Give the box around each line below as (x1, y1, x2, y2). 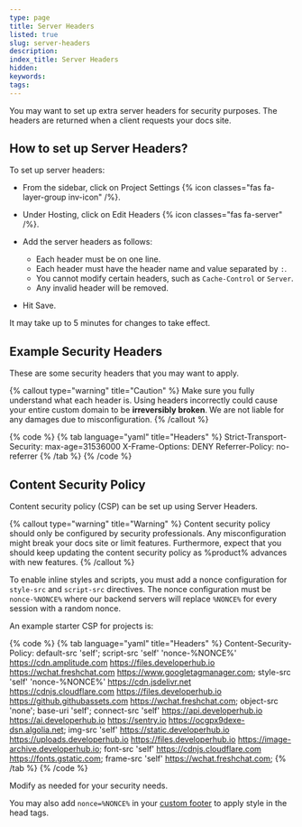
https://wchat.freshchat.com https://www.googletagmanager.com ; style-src (9, 667, 291, 678)
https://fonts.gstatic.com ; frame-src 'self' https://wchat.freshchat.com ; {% (9, 753, 287, 764)
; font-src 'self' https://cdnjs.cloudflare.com (98, 744, 261, 755)
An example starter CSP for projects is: (9, 620, 154, 632)
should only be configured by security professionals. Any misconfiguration (9, 528, 287, 539)
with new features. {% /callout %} (9, 557, 135, 568)
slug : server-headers (9, 38, 91, 48)
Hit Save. (22, 300, 57, 311)
